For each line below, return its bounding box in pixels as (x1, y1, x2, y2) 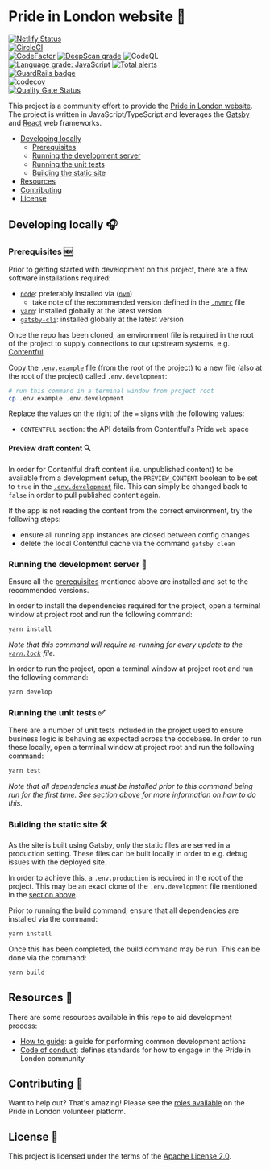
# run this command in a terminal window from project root (8, 387, 215, 395)
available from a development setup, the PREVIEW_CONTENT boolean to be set (8, 473, 258, 483)
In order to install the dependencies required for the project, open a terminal (8, 600, 260, 611)
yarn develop (8, 688, 52, 696)
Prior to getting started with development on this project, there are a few (8, 264, 248, 274)
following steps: (8, 514, 61, 524)
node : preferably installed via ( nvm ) (19, 288, 133, 298)
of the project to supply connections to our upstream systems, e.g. (8, 338, 231, 348)
